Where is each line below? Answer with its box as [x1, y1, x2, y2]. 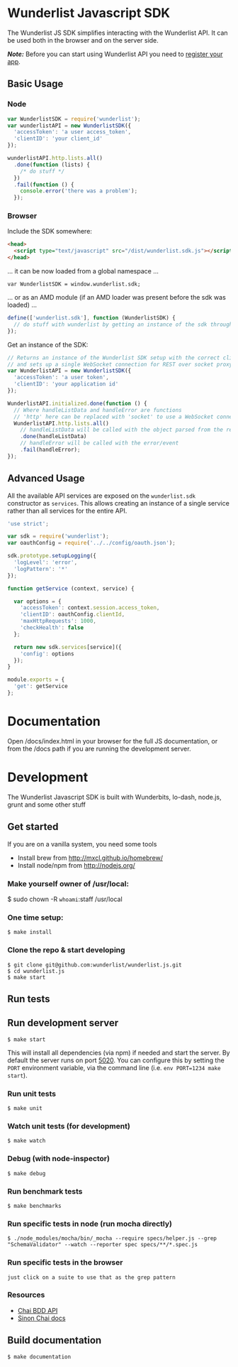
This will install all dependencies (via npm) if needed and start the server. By [7, 1048, 230, 1057]
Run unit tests [7, 1089, 57, 1099]
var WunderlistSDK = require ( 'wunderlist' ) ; [7, 115, 141, 122]
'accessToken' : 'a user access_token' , [13, 129, 132, 136]
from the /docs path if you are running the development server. [7, 744, 191, 753]
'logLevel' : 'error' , [13, 559, 78, 566]
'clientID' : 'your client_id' [13, 135, 103, 143]
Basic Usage [7, 78, 64, 90]
